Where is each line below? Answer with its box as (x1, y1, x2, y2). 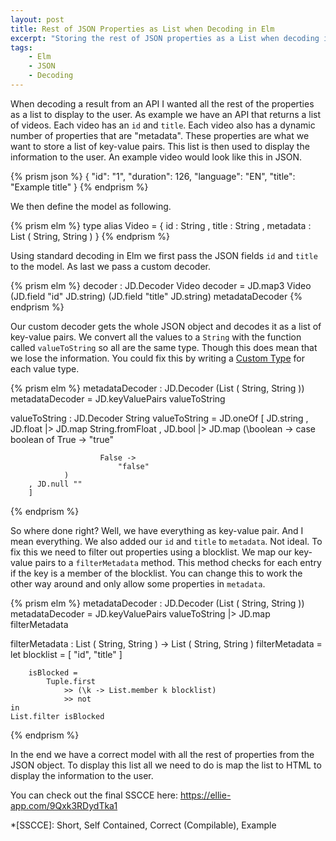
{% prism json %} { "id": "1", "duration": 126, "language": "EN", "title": (10, 170, 296, 182)
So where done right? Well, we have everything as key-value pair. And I (10, 524, 304, 536)
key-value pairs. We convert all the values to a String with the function (10, 331, 302, 343)
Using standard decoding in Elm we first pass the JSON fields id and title (10, 249, 318, 261)
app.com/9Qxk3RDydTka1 (10, 799, 118, 811)
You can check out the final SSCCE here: (10, 789, 178, 801)
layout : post (10, 14, 65, 25)
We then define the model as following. (10, 200, 172, 212)
